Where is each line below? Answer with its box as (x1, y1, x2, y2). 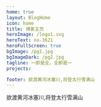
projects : (6, 65, 32, 72)
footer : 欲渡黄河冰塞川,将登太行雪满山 (6, 77, 95, 83)
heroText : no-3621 (6, 37, 53, 43)
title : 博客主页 (6, 26, 44, 32)
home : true (6, 9, 34, 15)
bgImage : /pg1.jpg (6, 49, 53, 55)
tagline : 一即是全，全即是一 (6, 60, 72, 66)
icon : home (6, 20, 34, 26)
